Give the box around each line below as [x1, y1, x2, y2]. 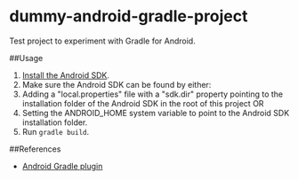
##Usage [9, 52, 44, 63]
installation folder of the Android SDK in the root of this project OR [21, 98, 264, 108]
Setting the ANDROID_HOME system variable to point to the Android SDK [21, 107, 290, 118]
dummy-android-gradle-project [9, 6, 248, 27]
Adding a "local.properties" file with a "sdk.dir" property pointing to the [21, 89, 283, 99]
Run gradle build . [21, 126, 90, 137]
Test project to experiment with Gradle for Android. [9, 35, 196, 46]
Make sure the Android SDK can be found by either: [21, 79, 212, 90]
